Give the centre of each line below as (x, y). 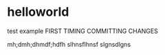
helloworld (38, 12)
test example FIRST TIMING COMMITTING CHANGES (82, 31)
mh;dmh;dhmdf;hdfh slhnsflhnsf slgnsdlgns (69, 44)
